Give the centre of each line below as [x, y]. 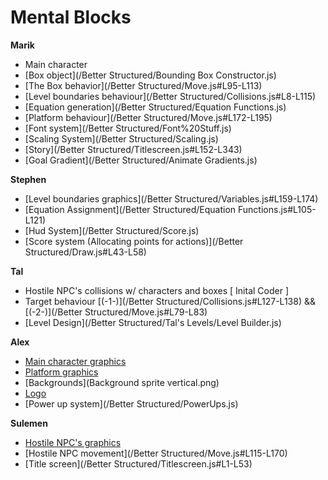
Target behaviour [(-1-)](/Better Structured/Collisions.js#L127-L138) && [170, 301]
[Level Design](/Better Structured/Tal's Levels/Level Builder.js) [153, 322]
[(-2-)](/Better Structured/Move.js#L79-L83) [116, 312]
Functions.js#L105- [277, 209]
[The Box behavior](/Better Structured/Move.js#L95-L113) [143, 85]
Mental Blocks [71, 17]
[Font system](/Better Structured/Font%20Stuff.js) [128, 128]
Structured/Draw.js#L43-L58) [85, 252]
